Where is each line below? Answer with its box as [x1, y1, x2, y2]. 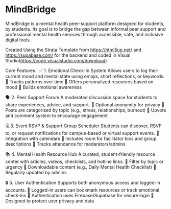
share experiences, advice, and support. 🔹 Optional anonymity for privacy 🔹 [5, 101, 165, 108]
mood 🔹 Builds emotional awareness [5, 84, 82, 90]
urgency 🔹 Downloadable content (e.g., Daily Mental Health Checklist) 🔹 [5, 164, 157, 170]
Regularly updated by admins [5, 169, 67, 175]
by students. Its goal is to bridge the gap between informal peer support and [5, 26, 166, 32]
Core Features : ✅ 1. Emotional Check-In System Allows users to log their [5, 67, 159, 74]
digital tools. [5, 37, 31, 43]
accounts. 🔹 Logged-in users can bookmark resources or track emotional [5, 187, 160, 193]
